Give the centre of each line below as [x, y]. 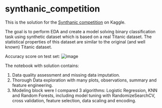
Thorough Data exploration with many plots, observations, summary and [84, 80]
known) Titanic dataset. [29, 47]
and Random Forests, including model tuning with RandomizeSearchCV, [84, 95]
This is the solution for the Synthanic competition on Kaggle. [65, 22]
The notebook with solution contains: [42, 66]
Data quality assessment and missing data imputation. [66, 75]
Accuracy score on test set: [32, 56]
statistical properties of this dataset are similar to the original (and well [75, 41]
